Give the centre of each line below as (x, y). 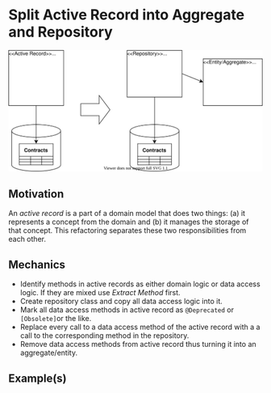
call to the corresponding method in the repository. (104, 336)
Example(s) (38, 378)
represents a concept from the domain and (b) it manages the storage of (129, 222)
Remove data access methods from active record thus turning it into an (138, 344)
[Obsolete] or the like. (56, 319)
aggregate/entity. (49, 353)
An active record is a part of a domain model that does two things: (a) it (127, 213)
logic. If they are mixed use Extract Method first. (100, 293)
